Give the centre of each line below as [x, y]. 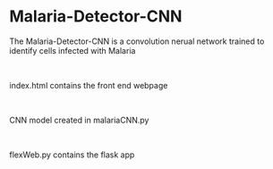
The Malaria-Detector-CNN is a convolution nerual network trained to [137, 41]
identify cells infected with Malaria [73, 50]
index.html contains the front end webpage [89, 85]
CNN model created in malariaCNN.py [79, 120]
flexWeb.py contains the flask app [72, 155]
